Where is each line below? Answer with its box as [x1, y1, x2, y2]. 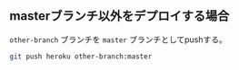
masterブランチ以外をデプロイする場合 [9, 8, 230, 24]
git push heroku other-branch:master [9, 52, 153, 61]
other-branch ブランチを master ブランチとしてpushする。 [9, 34, 227, 45]
